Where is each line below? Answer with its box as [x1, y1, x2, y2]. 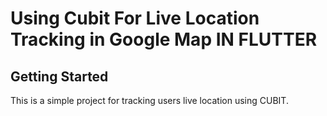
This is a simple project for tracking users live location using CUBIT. [10, 95, 289, 106]
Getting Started [10, 68, 109, 85]
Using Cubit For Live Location [10, 7, 260, 30]
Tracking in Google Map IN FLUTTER [10, 28, 318, 51]
